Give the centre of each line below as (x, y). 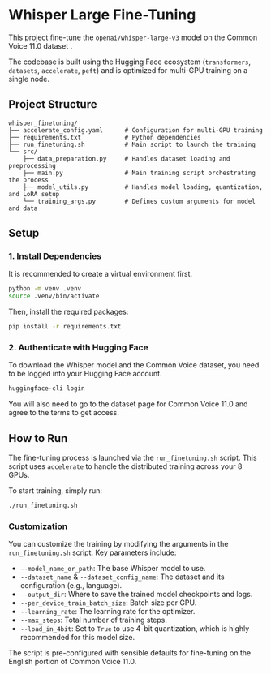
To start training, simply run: (56, 491)
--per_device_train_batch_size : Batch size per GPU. (108, 603)
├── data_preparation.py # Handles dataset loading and (127, 159)
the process (28, 180)
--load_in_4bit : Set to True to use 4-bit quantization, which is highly (135, 629)
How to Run (38, 438)
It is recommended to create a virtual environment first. (101, 274)
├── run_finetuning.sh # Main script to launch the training (132, 144)
